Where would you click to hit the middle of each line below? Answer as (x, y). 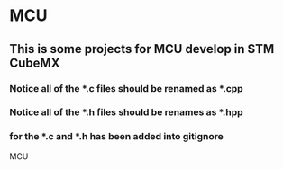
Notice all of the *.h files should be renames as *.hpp (126, 112)
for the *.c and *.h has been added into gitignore (116, 137)
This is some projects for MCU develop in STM (142, 49)
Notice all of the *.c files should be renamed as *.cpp (126, 88)
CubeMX (35, 62)
